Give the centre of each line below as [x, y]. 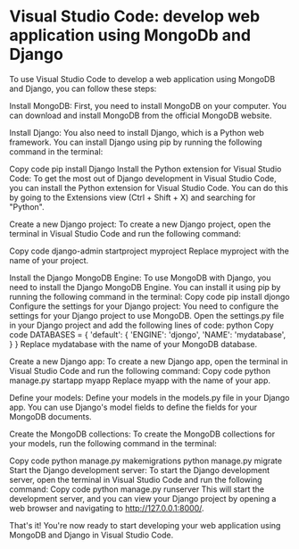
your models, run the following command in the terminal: [113, 443]
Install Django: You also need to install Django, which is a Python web [137, 132]
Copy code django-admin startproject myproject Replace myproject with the [149, 251]
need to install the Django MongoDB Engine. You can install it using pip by [145, 287]
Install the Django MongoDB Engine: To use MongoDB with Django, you [140, 278]
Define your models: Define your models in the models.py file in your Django [149, 397]
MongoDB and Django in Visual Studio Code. [91, 535]
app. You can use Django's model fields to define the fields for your [133, 407]
